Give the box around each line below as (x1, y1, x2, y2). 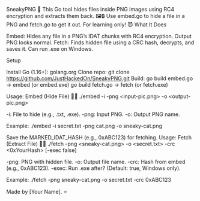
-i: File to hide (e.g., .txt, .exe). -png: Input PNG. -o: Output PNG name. (6, 111, 180, 118)
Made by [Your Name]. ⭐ (6, 188, 68, 195)
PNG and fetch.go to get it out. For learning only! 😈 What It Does (6, 21, 167, 28)
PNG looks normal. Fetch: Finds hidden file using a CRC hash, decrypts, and (6, 39, 195, 46)
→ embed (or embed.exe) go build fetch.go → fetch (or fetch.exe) (6, 81, 168, 88)
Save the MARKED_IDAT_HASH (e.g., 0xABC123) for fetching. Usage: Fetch (6, 134, 192, 141)
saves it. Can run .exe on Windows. (6, 45, 94, 52)
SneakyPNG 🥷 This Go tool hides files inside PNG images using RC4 (6, 6, 175, 13)
